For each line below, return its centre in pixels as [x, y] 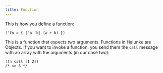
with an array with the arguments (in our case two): [57, 52]
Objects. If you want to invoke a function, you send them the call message [81, 47]
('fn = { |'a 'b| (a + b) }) [35, 33]
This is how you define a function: [40, 24]
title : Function [22, 10]
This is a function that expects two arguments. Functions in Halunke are [78, 42]
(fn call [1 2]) [22, 61]
